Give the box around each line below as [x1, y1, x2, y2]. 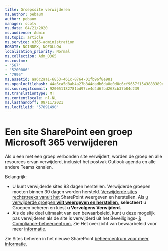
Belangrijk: [5, 173, 27, 180]
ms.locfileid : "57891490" [5, 105, 59, 110]
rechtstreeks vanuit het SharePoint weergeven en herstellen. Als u [12, 194, 148, 200]
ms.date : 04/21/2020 [5, 26, 48, 31]
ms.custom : [5, 58, 28, 63]
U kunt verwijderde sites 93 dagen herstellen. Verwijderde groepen [12, 183, 151, 189]
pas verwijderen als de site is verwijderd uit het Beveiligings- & [12, 215, 141, 221]
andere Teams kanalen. [5, 164, 53, 170]
